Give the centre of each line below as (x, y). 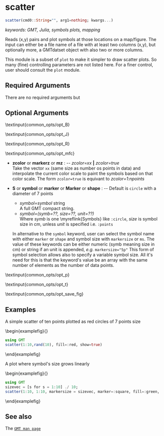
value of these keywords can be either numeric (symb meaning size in (83, 244)
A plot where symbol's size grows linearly (47, 364)
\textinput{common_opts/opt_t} (37, 284)
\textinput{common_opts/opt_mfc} (40, 153)
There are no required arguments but (43, 97)
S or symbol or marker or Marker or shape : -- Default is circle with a (84, 188)
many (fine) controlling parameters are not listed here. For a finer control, (79, 65)
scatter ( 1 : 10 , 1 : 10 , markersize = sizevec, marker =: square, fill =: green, (82, 392)
